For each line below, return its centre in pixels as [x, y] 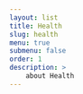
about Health [50, 76]
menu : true [30, 43]
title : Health [36, 26]
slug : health [34, 34]
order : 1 [26, 59]
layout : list [34, 17]
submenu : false [38, 51]
